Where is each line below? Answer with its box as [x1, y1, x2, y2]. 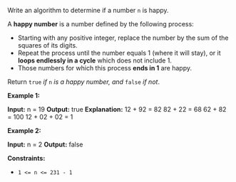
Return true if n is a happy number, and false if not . [7, 77, 160, 86]
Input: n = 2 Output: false [7, 140, 83, 149]
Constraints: [7, 154, 46, 162]
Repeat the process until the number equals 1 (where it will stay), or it [17, 49, 221, 57]
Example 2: [7, 127, 41, 134]
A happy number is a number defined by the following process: [7, 20, 194, 28]
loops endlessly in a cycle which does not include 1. [17, 56, 173, 65]
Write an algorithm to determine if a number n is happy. [7, 6, 169, 14]
